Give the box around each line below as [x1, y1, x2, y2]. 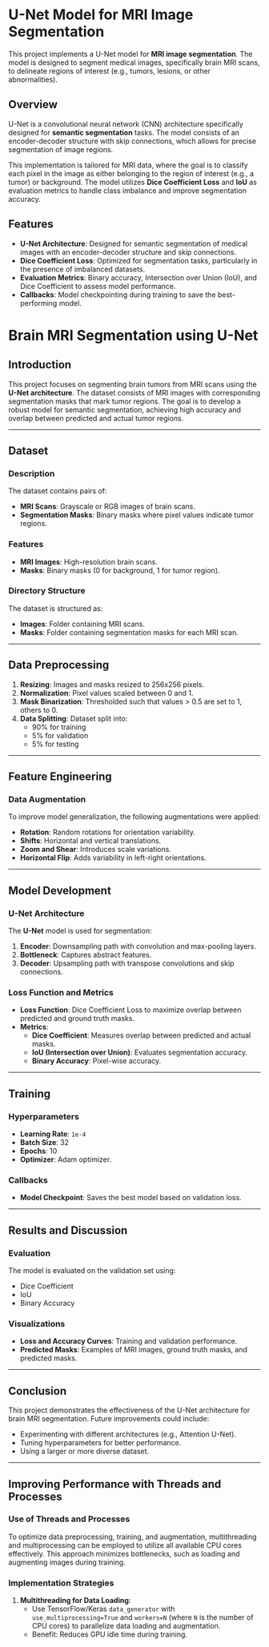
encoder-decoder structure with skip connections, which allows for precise [8, 136, 257, 146]
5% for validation [31, 730, 89, 740]
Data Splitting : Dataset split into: [19, 713, 128, 723]
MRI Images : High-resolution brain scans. [19, 556, 158, 566]
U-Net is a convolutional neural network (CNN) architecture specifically [8, 119, 244, 129]
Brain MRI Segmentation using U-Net [8, 326, 259, 344]
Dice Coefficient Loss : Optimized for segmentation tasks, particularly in [19, 255, 258, 265]
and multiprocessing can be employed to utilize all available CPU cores [8, 1540, 243, 1550]
